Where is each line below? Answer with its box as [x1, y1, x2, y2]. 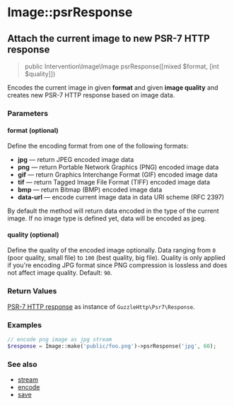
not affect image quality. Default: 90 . [7, 269, 112, 277]
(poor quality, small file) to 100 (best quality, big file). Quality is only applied [7, 254, 226, 262]
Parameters [7, 108, 48, 118]
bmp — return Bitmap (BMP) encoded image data [17, 185, 163, 194]
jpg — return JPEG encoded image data [17, 155, 134, 164]
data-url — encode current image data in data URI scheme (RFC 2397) [17, 193, 225, 201]
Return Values [7, 286, 57, 296]
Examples [7, 319, 42, 329]
